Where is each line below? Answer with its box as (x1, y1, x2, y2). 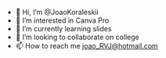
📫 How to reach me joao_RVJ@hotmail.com (15, 42, 158, 50)
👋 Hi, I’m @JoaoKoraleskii (15, 8, 99, 16)
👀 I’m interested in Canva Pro (15, 16, 110, 25)
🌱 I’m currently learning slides (15, 24, 112, 33)
